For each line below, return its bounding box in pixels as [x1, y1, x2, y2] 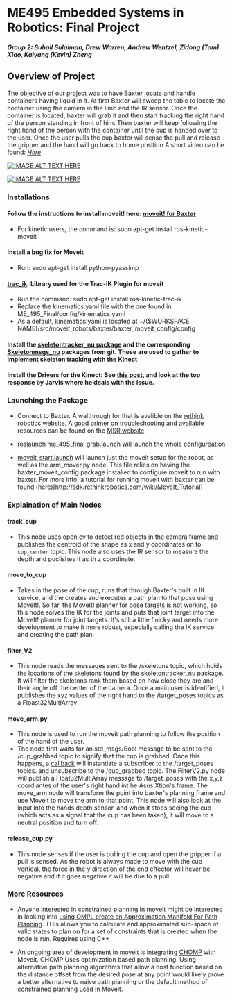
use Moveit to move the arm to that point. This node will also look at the [17, 797, 222, 805]
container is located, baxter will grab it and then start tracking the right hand [7, 111, 225, 119]
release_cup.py [7, 834, 53, 842]
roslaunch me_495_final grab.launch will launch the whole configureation [17, 440, 226, 448]
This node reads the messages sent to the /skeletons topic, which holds [17, 662, 223, 670]
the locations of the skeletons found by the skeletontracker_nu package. [17, 669, 224, 678]
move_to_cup [7, 571, 47, 579]
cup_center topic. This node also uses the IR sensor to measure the [17, 547, 209, 556]
